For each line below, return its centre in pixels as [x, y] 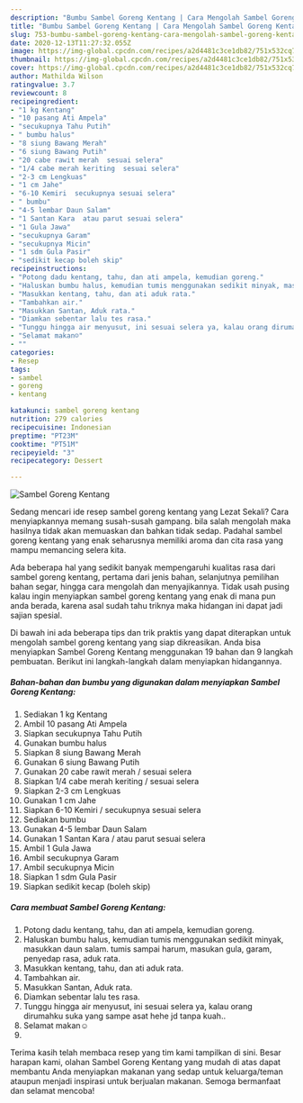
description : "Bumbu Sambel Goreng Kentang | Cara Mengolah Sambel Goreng [153, 18]
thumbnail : [31, 59]
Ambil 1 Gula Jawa [57, 848]
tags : [20, 369]
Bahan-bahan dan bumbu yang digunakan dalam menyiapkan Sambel [145, 682]
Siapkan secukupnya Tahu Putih [83, 734]
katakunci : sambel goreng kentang [75, 411]
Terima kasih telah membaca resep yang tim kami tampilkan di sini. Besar [146, 1053]
